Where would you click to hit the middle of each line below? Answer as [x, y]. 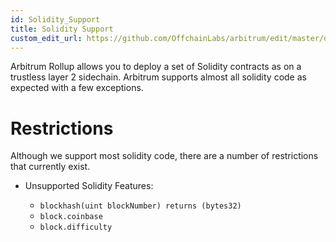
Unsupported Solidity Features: [89, 186]
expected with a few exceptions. [77, 88]
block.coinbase [71, 217]
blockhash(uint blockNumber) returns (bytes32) [140, 206]
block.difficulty [76, 227]
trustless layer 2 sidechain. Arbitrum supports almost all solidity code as [158, 77]
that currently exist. [50, 167]
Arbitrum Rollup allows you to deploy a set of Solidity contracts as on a [156, 67]
